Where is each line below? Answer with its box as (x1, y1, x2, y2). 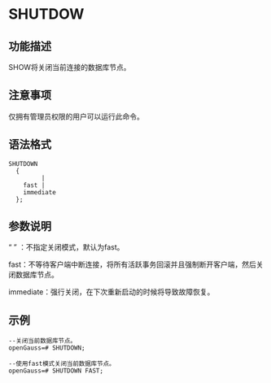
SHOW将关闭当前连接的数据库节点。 (8, 63, 131, 72)
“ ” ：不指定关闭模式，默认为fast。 (8, 242, 125, 252)
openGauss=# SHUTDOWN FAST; (8, 367, 104, 375)
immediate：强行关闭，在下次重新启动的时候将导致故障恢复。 (8, 287, 215, 297)
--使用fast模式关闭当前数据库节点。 (8, 359, 116, 368)
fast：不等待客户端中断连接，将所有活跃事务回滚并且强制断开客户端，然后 (8, 259, 256, 269)
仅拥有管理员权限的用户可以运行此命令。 (8, 111, 144, 121)
